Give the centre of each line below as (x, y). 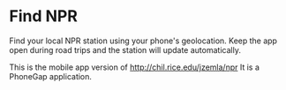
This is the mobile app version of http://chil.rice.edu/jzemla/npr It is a (135, 67)
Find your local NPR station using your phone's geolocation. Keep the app (143, 41)
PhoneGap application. (51, 76)
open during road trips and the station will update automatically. (125, 49)
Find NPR (43, 16)
